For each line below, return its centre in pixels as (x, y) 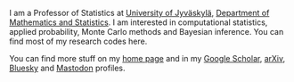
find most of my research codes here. (78, 41)
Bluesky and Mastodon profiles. (68, 68)
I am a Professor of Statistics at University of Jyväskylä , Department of (139, 13)
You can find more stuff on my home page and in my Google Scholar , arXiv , (147, 58)
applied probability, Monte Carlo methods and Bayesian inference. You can (147, 32)
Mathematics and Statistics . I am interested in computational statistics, (139, 22)
